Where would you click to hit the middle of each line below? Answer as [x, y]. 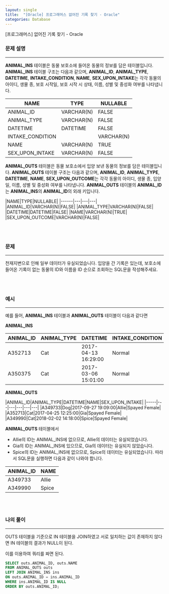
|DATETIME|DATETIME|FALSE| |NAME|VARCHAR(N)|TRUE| [66, 212]
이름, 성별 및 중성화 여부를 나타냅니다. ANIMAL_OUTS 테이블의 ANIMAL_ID [87, 185]
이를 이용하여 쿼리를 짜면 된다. [35, 554]
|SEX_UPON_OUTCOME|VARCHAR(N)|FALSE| [52, 217]
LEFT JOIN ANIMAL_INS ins [32, 573]
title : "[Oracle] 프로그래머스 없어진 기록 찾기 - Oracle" [63, 15]
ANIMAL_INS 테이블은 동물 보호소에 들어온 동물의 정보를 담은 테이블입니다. [79, 65]
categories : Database [28, 19]
